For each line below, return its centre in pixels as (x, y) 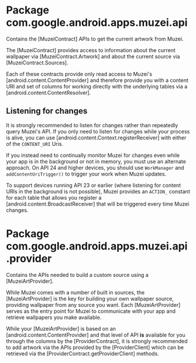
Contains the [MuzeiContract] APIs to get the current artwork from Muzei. (95, 39)
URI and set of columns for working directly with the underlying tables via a (97, 86)
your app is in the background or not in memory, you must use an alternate (96, 161)
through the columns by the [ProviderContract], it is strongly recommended (97, 341)
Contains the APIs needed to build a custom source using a (78, 275)
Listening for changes (47, 111)
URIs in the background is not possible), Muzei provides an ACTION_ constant (98, 191)
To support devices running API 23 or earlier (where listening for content (94, 185)
